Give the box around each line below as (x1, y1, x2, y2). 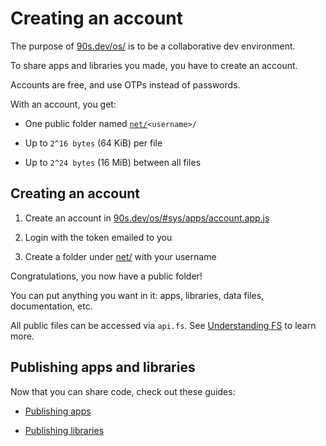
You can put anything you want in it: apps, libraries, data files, (10, 289, 265, 301)
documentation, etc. (10, 300, 93, 312)
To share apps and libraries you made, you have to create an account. (10, 59, 298, 71)
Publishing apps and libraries (10, 359, 196, 376)
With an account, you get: (10, 98, 117, 110)
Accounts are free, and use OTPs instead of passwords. (10, 78, 241, 91)
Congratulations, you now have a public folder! (10, 270, 203, 282)
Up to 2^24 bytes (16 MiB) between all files (24, 156, 202, 168)
